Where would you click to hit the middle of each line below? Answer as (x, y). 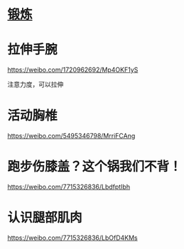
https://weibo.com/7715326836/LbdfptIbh (69, 187)
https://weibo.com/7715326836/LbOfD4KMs (72, 238)
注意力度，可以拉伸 (36, 84)
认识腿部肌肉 (45, 218)
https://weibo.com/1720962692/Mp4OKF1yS (73, 70)
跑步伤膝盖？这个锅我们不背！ (95, 167)
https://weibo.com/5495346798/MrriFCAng (71, 136)
